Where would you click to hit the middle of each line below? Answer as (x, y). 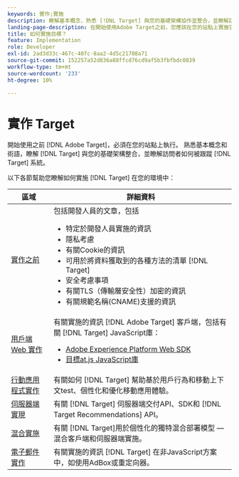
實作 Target (41, 124)
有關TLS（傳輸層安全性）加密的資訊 (126, 291)
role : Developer (31, 47)
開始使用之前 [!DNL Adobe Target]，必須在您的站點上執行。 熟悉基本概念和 (117, 145)
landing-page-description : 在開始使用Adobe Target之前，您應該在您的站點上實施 (118, 27)
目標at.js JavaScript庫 (102, 360)
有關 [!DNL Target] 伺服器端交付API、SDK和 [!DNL (137, 404)
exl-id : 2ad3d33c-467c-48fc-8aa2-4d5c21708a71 (78, 54)
